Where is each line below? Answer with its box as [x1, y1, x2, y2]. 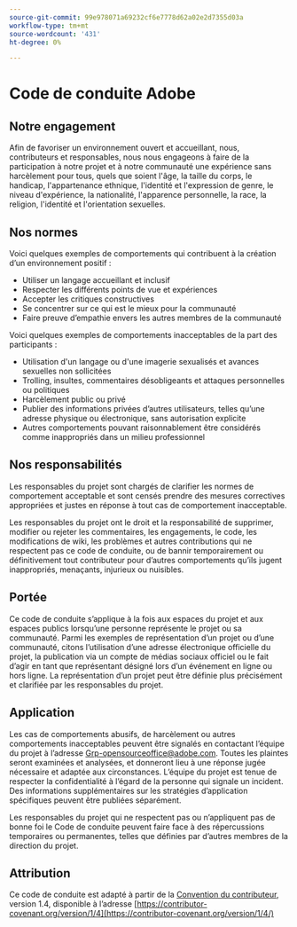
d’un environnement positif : [9, 258, 112, 269]
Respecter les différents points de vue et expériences [21, 285, 218, 295]
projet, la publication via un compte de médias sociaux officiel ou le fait [9, 651, 269, 662]
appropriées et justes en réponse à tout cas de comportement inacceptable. [9, 499, 287, 510]
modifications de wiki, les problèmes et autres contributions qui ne [9, 536, 253, 546]
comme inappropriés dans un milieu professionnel [21, 432, 206, 443]
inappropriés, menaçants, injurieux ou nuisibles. [9, 564, 184, 575]
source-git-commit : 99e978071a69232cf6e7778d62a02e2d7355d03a [9, 12, 244, 22]
